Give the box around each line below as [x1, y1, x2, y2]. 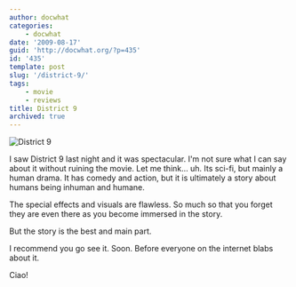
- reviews [25, 95, 62, 105]
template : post [9, 63, 66, 72]
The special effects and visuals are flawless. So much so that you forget [9, 199, 273, 210]
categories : [9, 21, 53, 30]
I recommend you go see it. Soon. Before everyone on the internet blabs [9, 243, 274, 254]
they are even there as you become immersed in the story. [9, 209, 223, 219]
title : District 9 [9, 104, 77, 113]
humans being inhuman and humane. [9, 182, 145, 193]
